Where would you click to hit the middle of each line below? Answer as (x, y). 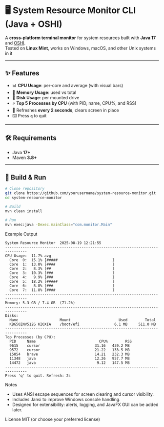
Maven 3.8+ (24, 157)
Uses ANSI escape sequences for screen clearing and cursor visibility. (83, 394)
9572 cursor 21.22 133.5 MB (70, 350)
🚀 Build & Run (26, 177)
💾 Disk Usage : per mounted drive (46, 97)
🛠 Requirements (31, 138)
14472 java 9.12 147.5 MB (70, 363)
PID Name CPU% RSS (71, 341)
